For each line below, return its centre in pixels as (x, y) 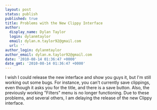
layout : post (18, 9)
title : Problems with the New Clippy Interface (54, 23)
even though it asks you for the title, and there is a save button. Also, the (77, 88)
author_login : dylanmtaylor (33, 50)
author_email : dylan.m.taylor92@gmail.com (48, 55)
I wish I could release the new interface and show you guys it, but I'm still (78, 78)
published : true (21, 18)
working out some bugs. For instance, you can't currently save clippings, (78, 82)
